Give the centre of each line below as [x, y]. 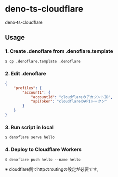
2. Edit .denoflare [26, 74]
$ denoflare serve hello [30, 137]
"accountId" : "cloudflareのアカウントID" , [72, 97]
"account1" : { [36, 92]
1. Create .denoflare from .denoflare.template [59, 51]
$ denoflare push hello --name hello [43, 160]
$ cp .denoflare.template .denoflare [43, 61]
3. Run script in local [29, 127]
